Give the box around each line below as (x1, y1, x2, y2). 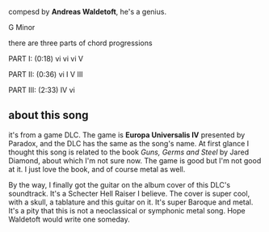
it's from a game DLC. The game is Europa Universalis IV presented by (8, 129, 246, 140)
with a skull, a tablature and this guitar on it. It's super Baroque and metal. (8, 197, 254, 207)
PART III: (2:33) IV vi (8, 85, 75, 95)
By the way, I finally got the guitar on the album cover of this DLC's (8, 179, 231, 189)
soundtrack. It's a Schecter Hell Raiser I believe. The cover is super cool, (8, 188, 250, 198)
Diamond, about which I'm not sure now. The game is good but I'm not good (8, 155, 262, 165)
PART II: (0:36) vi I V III (8, 70, 83, 79)
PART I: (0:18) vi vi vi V (8, 54, 83, 63)
